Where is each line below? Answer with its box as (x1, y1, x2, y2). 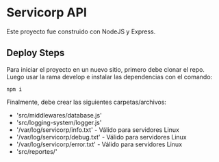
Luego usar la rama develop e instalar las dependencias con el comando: (6, 72, 213, 81)
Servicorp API (6, 5, 87, 21)
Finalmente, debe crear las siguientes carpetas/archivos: (6, 98, 167, 106)
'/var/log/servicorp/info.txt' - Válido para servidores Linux (16, 125, 179, 134)
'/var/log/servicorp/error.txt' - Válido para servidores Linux (16, 140, 183, 148)
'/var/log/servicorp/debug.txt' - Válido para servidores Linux (16, 133, 187, 141)
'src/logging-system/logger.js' (16, 118, 102, 126)
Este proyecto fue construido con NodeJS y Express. (6, 27, 156, 36)
